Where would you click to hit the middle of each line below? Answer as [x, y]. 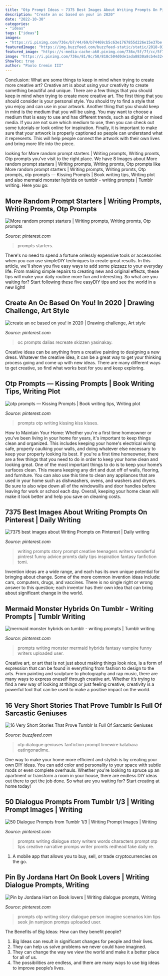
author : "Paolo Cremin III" [34, 66]
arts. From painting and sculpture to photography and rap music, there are [81, 674]
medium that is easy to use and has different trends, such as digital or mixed [84, 117]
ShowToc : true [20, 61]
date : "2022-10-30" [25, 19]
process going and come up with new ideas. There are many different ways [83, 362]
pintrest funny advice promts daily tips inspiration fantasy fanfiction [87, 557]
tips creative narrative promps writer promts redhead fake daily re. [86, 846]
